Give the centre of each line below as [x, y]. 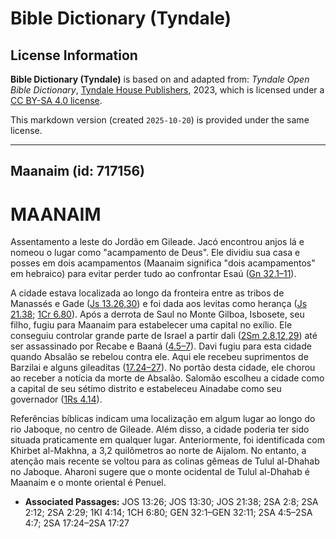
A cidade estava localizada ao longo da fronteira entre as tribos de [147, 293]
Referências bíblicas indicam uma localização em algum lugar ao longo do [163, 419]
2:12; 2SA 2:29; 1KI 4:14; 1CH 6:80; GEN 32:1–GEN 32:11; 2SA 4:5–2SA [168, 513]
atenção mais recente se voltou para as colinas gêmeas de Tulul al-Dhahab [165, 461]
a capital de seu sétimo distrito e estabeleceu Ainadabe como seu [146, 389]
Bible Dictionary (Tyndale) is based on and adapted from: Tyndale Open [160, 79]
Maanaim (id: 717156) [78, 171]
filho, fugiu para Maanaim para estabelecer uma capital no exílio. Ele [151, 325]
